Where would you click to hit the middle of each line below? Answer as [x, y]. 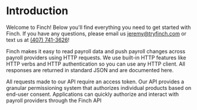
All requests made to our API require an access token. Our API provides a [95, 82]
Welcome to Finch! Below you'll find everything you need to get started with [98, 27]
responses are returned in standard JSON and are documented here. [90, 70]
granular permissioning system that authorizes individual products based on [99, 88]
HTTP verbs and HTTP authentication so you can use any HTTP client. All [96, 64]
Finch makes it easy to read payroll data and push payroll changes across [96, 51]
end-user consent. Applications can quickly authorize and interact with [93, 94]
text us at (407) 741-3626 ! [38, 40]
